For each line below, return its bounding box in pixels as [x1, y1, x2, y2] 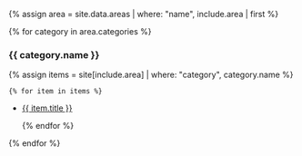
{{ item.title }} [21, 102, 73, 113]
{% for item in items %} [8, 87, 103, 96]
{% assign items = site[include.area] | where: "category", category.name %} [8, 69, 294, 81]
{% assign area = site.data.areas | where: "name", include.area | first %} [8, 9, 279, 19]
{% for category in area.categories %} [8, 26, 152, 36]
